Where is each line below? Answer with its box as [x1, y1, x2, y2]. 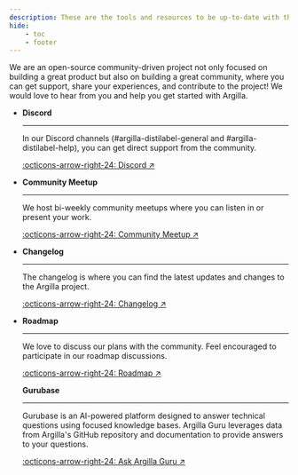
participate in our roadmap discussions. [21, 351, 168, 361]
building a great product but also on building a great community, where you [9, 72, 285, 83]
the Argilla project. [21, 281, 90, 292]
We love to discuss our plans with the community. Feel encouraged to [21, 341, 277, 352]
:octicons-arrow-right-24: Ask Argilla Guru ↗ [21, 456, 186, 467]
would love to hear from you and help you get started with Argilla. [9, 91, 248, 101]
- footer [25, 37, 58, 47]
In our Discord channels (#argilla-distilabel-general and [21, 133, 224, 144]
